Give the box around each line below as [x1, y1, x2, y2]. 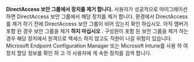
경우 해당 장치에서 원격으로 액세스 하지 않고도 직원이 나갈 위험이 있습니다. [6, 35, 172, 42]
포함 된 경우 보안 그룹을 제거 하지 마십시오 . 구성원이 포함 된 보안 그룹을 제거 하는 [6, 27, 189, 35]
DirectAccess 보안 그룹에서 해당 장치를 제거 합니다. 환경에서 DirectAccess [16, 13, 188, 20]
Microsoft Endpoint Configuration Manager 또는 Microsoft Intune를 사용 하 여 [6, 42, 188, 49]
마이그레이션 [159, 6, 188, 12]
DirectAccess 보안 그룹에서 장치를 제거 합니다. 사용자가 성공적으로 [6, 6, 158, 12]
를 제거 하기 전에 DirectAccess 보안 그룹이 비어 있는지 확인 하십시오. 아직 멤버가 [6, 20, 188, 27]
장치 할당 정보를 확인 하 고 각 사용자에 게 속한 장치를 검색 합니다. [6, 50, 152, 56]
